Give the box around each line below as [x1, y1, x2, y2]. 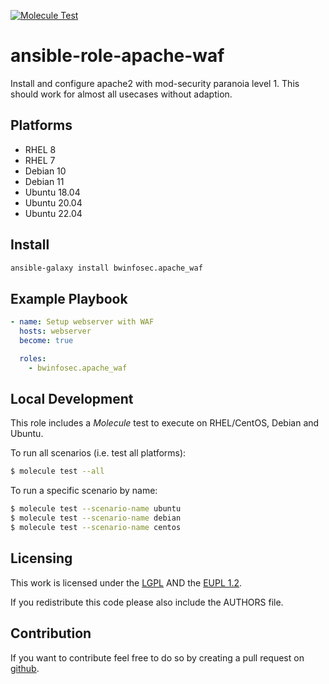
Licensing [10, 550, 73, 567]
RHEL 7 [24, 154, 56, 166]
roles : [19, 353, 47, 364]
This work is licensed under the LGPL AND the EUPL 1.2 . [10, 576, 243, 589]
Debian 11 [24, 175, 65, 187]
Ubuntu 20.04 [24, 196, 83, 209]
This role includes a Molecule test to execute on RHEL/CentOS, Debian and [10, 417, 320, 429]
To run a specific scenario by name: [10, 485, 158, 497]
